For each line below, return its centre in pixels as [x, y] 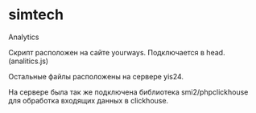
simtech [36, 15]
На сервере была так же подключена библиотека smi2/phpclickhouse [128, 92]
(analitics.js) [29, 61]
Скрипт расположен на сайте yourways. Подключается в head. [117, 52]
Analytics [24, 37]
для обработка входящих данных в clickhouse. [89, 100]
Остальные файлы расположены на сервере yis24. [96, 76]
